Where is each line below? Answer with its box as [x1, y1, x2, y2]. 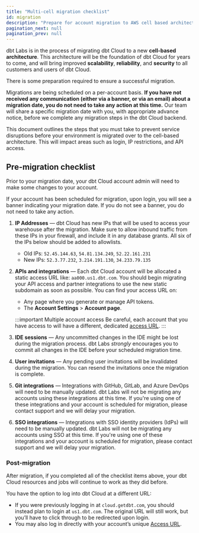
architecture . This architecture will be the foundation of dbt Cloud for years [6, 53, 191, 61]
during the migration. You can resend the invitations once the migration [14, 364, 188, 371]
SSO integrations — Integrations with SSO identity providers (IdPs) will [14, 418, 188, 426]
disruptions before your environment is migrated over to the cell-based [6, 132, 179, 139]
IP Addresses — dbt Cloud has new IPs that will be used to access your [14, 219, 190, 226]
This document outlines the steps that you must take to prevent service [6, 126, 180, 133]
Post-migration [6, 458, 51, 467]
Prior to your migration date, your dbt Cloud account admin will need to [6, 177, 179, 185]
